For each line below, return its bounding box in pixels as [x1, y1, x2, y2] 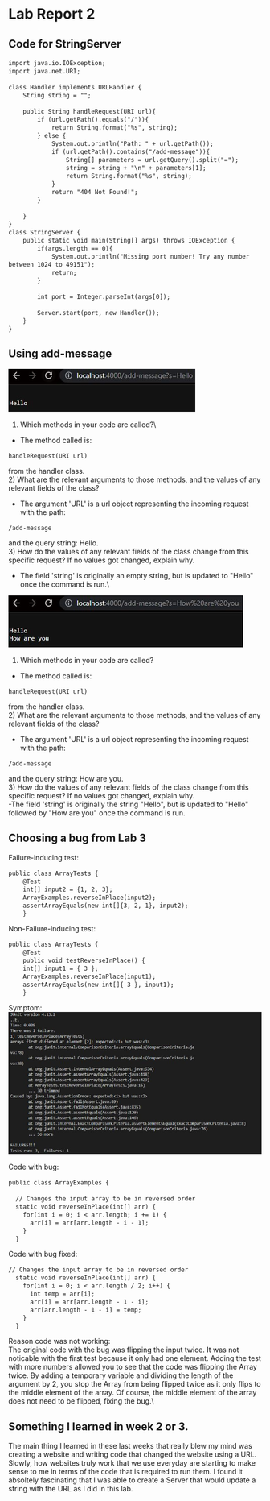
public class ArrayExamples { [8, 1179, 110, 1187]
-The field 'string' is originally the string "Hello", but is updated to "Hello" [8, 799, 249, 809]
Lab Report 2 [8, 5, 96, 23]
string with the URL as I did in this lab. [8, 1484, 133, 1494]
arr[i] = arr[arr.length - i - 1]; [29, 1219, 149, 1227]
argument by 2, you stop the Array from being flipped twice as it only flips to [8, 1379, 261, 1389]
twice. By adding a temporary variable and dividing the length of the [8, 1370, 234, 1380]
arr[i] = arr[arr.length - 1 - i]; [29, 1298, 149, 1306]
